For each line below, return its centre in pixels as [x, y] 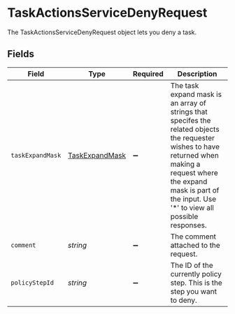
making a [185, 164]
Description [197, 73]
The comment [193, 237]
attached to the [195, 245]
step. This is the [196, 283]
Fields [21, 54]
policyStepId [33, 283]
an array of [188, 103]
